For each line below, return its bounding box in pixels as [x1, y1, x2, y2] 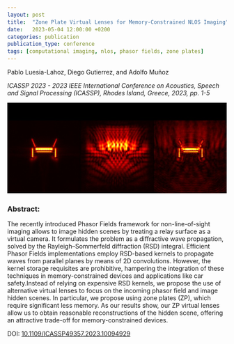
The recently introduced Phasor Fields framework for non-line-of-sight [7, 220, 210, 228]
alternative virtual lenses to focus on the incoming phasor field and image [7, 286, 218, 295]
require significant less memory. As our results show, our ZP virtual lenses [7, 302, 220, 310]
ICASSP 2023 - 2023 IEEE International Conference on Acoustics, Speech [7, 81, 219, 90]
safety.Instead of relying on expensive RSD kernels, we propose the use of [7, 279, 221, 288]
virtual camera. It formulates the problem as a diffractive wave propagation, [7, 235, 224, 243]
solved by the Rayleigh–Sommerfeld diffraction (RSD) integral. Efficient [7, 242, 210, 251]
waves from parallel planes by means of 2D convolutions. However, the [7, 257, 211, 265]
